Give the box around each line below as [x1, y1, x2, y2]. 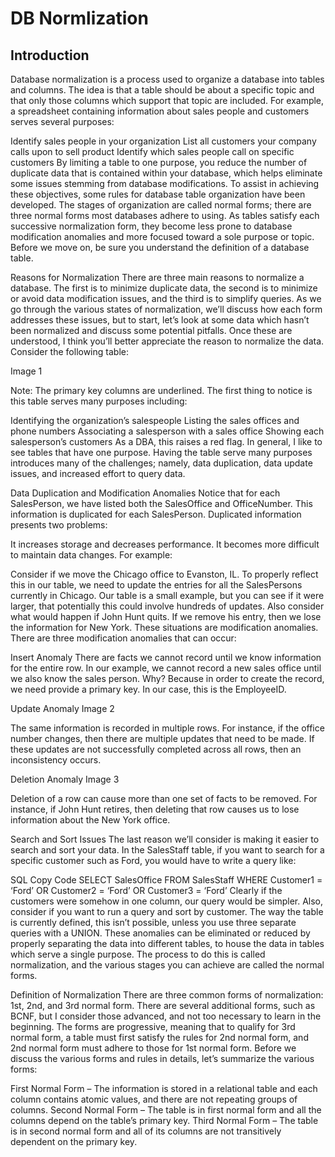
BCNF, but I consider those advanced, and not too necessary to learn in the [10, 1010, 322, 1022]
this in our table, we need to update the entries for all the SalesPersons [10, 579, 303, 591]
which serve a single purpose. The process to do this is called [10, 948, 266, 960]
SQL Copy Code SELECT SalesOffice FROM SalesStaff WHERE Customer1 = [10, 874, 323, 886]
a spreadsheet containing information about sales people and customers [10, 105, 310, 117]
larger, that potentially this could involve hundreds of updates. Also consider [10, 600, 325, 612]
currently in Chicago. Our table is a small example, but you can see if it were [10, 590, 325, 601]
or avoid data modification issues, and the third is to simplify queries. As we [10, 293, 322, 304]
